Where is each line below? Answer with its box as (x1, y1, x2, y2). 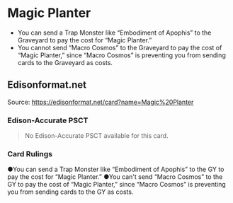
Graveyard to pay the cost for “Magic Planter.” (17, 35, 152, 44)
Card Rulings (7, 149, 53, 158)
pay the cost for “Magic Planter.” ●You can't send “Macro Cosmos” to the (7, 173, 223, 181)
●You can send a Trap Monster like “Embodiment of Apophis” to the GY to (7, 165, 225, 174)
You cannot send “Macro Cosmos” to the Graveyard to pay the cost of (17, 43, 222, 52)
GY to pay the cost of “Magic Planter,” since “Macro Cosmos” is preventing (7, 180, 227, 189)
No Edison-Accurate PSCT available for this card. (24, 132, 169, 140)
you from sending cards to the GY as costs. (7, 187, 134, 196)
